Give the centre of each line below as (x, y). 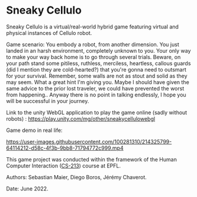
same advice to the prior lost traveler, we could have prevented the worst (95, 88)
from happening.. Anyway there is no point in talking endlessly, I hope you (96, 95)
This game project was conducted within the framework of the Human (92, 159)
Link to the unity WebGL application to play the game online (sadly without (97, 112)
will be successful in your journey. (48, 101)
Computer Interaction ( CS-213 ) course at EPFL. (64, 166)
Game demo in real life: (34, 130)
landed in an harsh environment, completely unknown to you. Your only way (98, 50)
